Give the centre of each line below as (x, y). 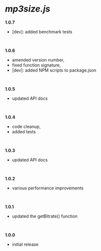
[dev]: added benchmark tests (42, 31)
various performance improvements (48, 188)
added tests (24, 131)
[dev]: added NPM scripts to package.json (54, 70)
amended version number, (38, 60)
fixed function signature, (36, 65)
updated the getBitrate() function (45, 216)
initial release (25, 244)
